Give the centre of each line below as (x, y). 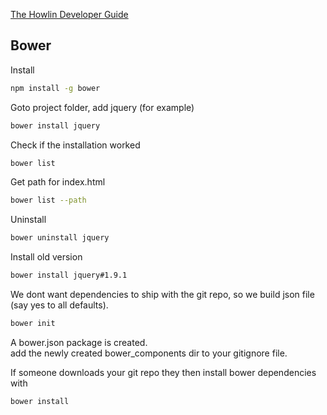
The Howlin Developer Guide (69, 14)
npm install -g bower (55, 88)
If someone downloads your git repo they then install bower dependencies (163, 372)
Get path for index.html (58, 182)
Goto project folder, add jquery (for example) (102, 107)
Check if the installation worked (75, 145)
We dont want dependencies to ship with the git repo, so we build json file (162, 295)
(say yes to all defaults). (59, 305)
